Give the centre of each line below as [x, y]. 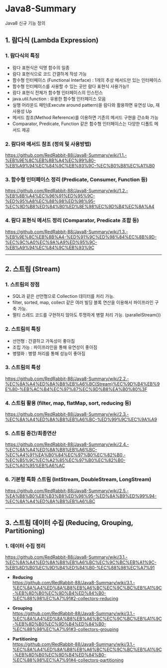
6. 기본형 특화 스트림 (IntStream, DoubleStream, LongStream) [78, 480]
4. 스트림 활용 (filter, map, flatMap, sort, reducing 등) [68, 403]
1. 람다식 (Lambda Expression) [52, 40]
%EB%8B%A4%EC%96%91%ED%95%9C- [50, 196]
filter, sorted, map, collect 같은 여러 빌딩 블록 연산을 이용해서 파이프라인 [83, 302]
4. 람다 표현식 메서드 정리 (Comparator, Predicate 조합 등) [72, 221]
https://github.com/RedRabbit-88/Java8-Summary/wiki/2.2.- [67, 379]
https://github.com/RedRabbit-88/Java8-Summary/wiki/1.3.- [67, 232]
